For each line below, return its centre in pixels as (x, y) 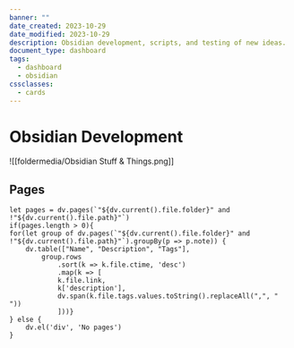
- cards (32, 92)
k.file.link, (81, 281)
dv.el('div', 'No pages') (74, 327)
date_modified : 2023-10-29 (60, 34)
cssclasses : (31, 84)
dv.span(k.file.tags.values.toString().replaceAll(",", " (168, 296)
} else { (26, 320)
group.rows (62, 257)
